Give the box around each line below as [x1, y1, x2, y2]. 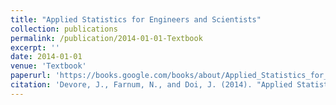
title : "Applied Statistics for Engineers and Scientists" [10, 14, 262, 25]
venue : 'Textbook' [10, 61, 87, 71]
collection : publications [10, 24, 118, 34]
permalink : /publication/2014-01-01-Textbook [10, 33, 203, 43]
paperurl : [10, 71, 52, 81]
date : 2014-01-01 [10, 52, 83, 62]
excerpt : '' [10, 42, 60, 53]
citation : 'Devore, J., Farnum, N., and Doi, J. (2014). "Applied [10, 80, 293, 90]
